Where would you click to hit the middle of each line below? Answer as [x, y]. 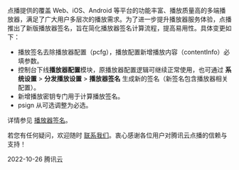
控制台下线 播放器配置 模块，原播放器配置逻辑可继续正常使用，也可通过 [121, 70]
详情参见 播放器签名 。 [39, 120]
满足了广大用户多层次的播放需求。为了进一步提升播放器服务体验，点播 [129, 19]
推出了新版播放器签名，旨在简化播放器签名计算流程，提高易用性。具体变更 [116, 28]
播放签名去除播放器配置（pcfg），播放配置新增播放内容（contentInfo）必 [124, 52]
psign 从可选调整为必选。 [55, 105]
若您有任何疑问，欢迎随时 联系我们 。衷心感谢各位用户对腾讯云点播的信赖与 [117, 135]
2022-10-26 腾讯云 [35, 159]
